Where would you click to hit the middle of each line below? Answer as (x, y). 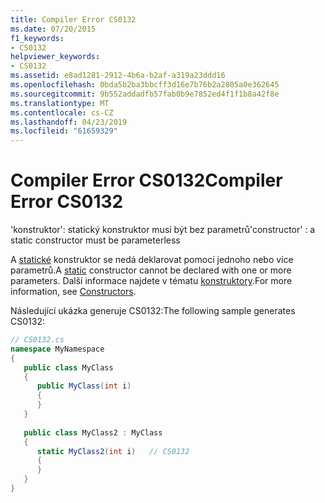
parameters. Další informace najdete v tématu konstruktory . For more (151, 281)
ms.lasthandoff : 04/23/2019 (69, 122)
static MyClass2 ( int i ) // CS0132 (113, 451)
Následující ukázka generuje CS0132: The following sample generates (153, 311)
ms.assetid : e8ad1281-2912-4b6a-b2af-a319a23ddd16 (118, 76)
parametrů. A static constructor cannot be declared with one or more (151, 270)
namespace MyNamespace (57, 349)
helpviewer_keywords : (55, 57)
